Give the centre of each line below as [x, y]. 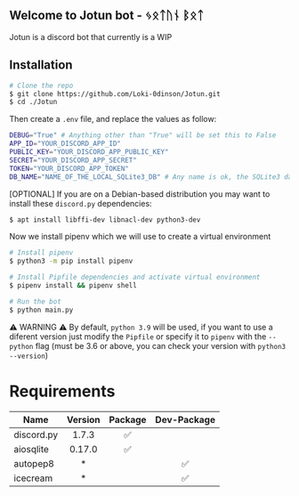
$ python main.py [41, 310]
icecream [33, 478]
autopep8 [34, 463]
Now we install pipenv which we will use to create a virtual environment [140, 237]
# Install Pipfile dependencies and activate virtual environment [135, 277]
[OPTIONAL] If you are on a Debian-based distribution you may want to [140, 194]
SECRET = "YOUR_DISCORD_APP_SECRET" [73, 160]
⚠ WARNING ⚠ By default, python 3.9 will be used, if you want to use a [141, 327]
